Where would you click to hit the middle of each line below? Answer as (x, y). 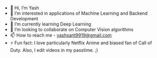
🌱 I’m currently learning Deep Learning (51, 24)
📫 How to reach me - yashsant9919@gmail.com (61, 35)
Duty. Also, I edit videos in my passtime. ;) (54, 50)
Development (24, 19)
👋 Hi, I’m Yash (25, 8)
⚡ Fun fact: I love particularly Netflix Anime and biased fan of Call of (81, 43)
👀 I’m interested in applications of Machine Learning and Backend (79, 13)
